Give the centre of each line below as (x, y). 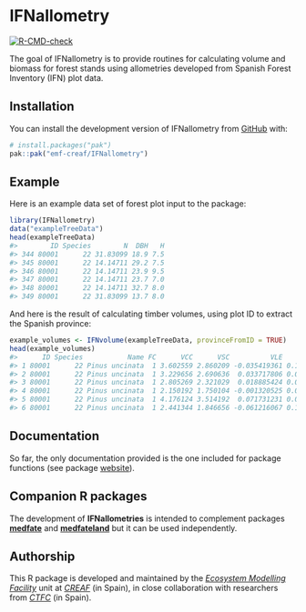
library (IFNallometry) (52, 221)
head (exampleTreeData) (52, 237)
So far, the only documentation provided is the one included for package (145, 458)
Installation (42, 107)
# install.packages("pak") (61, 145)
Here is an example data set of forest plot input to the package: (128, 204)
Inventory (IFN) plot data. (56, 77)
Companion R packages (78, 497)
